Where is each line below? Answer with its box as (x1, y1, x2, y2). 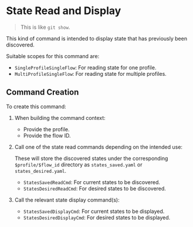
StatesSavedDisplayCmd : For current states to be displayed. (23, 208, 165, 215)
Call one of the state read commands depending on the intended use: (14, 143, 183, 151)
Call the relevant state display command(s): (14, 196, 120, 203)
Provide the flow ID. (23, 132, 71, 139)
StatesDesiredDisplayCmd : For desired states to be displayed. (23, 213, 171, 221)
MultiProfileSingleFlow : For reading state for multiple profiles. (14, 70, 167, 77)
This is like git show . (20, 24, 70, 31)
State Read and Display (6, 4, 121, 18)
